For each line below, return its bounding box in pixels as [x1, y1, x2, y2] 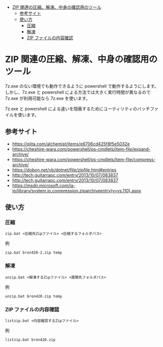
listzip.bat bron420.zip [5, 337, 56, 343]
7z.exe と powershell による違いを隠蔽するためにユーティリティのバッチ [5, 106, 150, 112]
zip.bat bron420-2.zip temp [5, 250, 62, 255]
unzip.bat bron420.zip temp [5, 294, 62, 299]
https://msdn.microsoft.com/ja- [12, 183, 76, 188]
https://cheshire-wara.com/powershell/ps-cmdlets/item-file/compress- [12, 156, 156, 162]
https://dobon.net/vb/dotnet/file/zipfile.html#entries [12, 167, 117, 173]
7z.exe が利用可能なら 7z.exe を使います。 [5, 95, 90, 101]
